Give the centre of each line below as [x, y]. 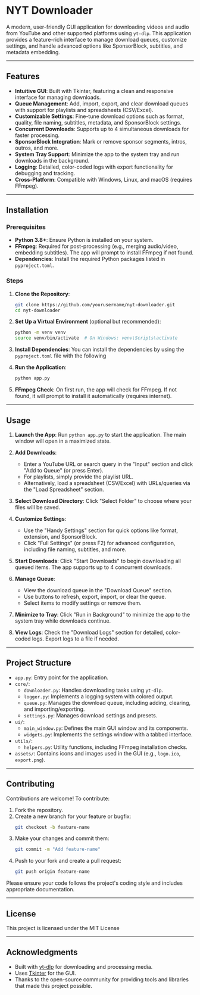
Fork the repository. [39, 810]
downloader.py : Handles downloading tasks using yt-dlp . [93, 690]
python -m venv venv [40, 332]
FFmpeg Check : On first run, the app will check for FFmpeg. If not [96, 390]
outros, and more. [37, 148]
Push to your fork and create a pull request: [68, 861]
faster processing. [37, 135]
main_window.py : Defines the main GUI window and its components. [106, 728]
